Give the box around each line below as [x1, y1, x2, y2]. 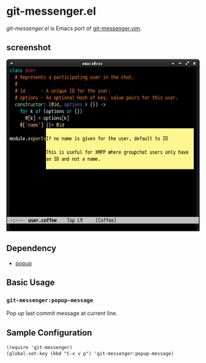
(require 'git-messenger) [6, 345, 72, 351]
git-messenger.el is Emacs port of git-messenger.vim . [6, 25, 142, 32]
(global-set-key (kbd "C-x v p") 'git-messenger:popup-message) [6, 351, 174, 357]
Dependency [6, 243, 56, 254]
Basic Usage [6, 278, 55, 288]
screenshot [6, 42, 51, 53]
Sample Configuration [6, 327, 93, 338]
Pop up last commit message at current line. [6, 310, 118, 317]
